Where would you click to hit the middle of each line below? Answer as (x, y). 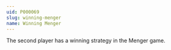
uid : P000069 (23, 12)
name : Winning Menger (34, 23)
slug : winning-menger (34, 18)
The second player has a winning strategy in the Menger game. (86, 41)
